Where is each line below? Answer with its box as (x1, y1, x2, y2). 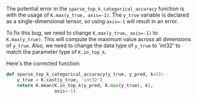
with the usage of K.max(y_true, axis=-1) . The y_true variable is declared (6, 11, 189, 18)
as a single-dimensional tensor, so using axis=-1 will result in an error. (6, 18, 178, 24)
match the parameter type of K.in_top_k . (6, 48, 107, 55)
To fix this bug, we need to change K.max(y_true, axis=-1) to (6, 29, 158, 36)
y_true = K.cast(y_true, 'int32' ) (17, 77, 103, 83)
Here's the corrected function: (6, 60, 81, 67)
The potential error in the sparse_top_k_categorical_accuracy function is (6, 5, 184, 12)
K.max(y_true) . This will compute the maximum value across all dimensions (6, 36, 192, 42)
